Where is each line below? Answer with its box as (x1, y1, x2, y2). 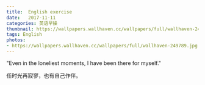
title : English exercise (6, 8, 72, 15)
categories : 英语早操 (6, 20, 58, 26)
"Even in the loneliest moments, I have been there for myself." (6, 59, 162, 67)
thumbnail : (6, 25, 34, 32)
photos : (6, 37, 26, 43)
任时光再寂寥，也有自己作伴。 (6, 72, 81, 79)
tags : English (6, 32, 43, 38)
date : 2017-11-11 (6, 15, 56, 21)
